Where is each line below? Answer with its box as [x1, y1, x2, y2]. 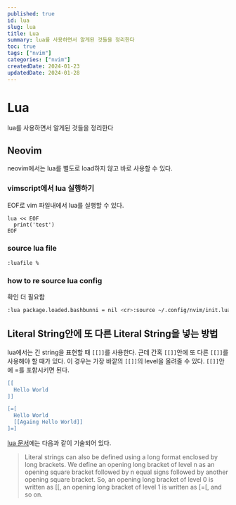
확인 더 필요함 [7, 293, 46, 301]
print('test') [13, 221, 55, 228]
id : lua [7, 17, 30, 24]
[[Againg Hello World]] [13, 418, 83, 426]
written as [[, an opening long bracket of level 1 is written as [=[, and [24, 482, 223, 491]
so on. [24, 490, 44, 499]
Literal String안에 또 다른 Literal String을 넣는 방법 [7, 328, 218, 340]
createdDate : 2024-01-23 [7, 63, 80, 70]
